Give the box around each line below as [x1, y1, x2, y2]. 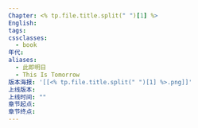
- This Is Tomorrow [15, 71, 80, 79]
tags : [8, 26, 26, 34]
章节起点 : [8, 100, 36, 108]
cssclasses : [8, 33, 48, 42]
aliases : [8, 56, 37, 64]
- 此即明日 [15, 64, 47, 72]
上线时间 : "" [8, 93, 47, 101]
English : [8, 19, 37, 27]
